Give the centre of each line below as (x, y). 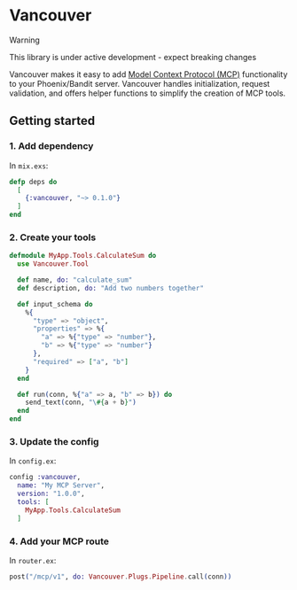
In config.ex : (33, 461)
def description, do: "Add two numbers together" (110, 288)
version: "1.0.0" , (51, 494)
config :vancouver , (45, 477)
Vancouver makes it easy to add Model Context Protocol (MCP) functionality (148, 74)
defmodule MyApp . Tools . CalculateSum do (83, 256)
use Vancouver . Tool (53, 264)
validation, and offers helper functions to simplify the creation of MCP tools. (148, 93)
